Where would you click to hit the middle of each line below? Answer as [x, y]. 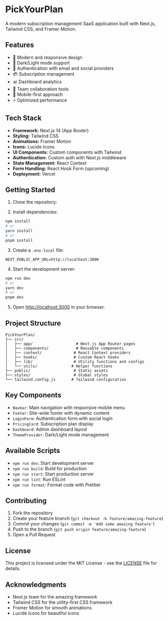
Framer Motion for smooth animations [52, 608]
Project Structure [33, 323]
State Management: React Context [49, 163]
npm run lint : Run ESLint [39, 479]
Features [20, 45]
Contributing [26, 501]
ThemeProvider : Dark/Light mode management [61, 435]
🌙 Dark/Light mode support [41, 63]
